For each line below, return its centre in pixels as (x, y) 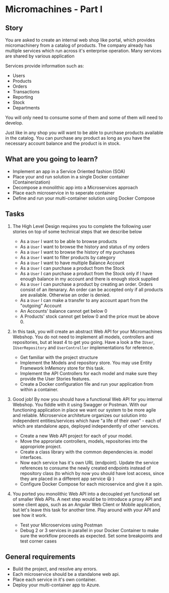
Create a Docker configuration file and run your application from (87, 384)
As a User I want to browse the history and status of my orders (85, 247)
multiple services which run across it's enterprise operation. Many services (83, 51)
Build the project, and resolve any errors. (55, 569)
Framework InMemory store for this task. (62, 368)
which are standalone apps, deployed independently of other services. (86, 426)
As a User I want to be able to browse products (69, 241)
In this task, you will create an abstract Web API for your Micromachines (87, 331)
